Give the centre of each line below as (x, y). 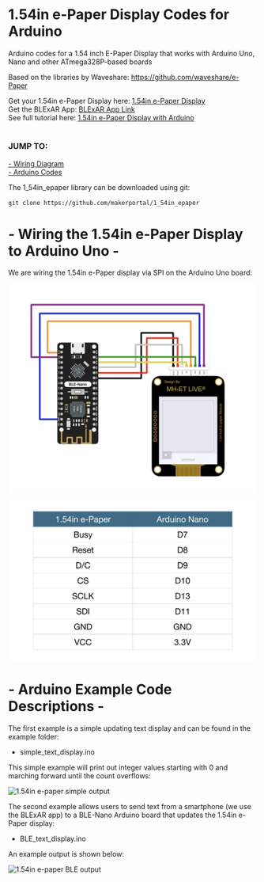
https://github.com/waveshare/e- (185, 77)
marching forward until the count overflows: (80, 776)
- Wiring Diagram (36, 163)
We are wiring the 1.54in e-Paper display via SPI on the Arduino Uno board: (130, 273)
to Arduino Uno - (64, 251)
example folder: (34, 737)
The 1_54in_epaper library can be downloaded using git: (99, 187)
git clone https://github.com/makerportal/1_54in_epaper (104, 203)
